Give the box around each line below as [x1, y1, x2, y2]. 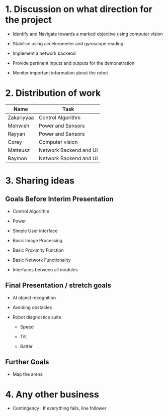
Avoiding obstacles [12, 304, 52, 310]
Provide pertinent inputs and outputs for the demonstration [12, 60, 135, 66]
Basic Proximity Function [12, 247, 64, 253]
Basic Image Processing [12, 237, 63, 243]
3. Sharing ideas [5, 175, 74, 186]
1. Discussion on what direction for [5, 4, 152, 15]
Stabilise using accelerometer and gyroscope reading [12, 40, 124, 46]
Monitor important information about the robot [12, 69, 108, 76]
